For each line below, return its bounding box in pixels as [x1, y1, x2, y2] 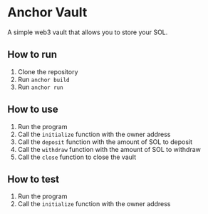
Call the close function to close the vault [17, 153, 137, 161]
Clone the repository [17, 67, 78, 76]
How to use [7, 103, 58, 116]
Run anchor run [17, 83, 63, 91]
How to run [7, 49, 58, 61]
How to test [7, 173, 59, 185]
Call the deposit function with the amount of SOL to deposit [17, 137, 193, 146]
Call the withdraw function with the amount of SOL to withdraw [17, 145, 201, 153]
